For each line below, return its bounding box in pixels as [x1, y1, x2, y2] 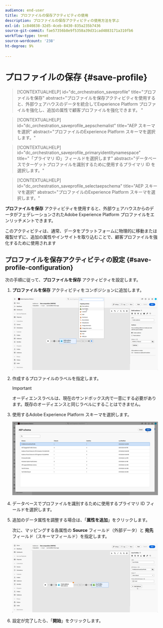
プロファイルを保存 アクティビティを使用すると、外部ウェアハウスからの [5, 205, 150, 211]
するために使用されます [9, 240, 56, 246]
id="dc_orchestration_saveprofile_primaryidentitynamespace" [16, 150, 141, 155]
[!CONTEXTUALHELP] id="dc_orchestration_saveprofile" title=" [16, 89, 144, 95]
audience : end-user [5, 8, 45, 13]
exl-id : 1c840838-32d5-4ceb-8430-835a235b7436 [5, 23, 101, 28]
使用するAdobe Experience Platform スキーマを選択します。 [12, 412, 132, 418]
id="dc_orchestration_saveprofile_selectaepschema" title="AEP [16, 183, 144, 189]
